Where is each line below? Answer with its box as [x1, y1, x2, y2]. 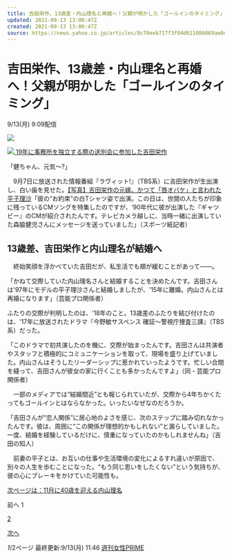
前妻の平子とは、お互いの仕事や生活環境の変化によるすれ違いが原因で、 [12, 454, 219, 462]
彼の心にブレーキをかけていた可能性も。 [7, 472, 122, 479]
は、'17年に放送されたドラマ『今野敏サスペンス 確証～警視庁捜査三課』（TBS [7, 317, 224, 326]
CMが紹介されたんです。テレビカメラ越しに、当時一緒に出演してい [30, 212, 222, 220]
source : [7, 29, 30, 37]
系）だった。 [7, 326, 43, 334]
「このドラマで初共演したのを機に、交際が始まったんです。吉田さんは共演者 [7, 341, 224, 349]
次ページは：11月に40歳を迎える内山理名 [7, 486, 123, 494]
